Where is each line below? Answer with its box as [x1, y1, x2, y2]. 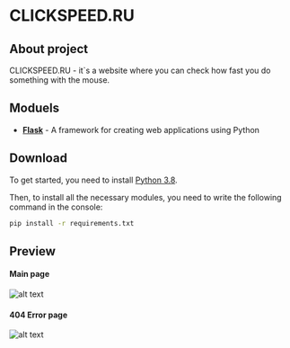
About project [9, 41, 88, 57]
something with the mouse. [9, 75, 110, 85]
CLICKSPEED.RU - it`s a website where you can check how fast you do [9, 65, 271, 76]
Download [9, 150, 67, 166]
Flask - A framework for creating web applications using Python [22, 124, 260, 135]
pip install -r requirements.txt [9, 219, 135, 228]
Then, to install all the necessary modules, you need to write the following [9, 192, 282, 202]
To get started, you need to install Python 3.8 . [9, 174, 178, 185]
